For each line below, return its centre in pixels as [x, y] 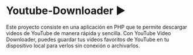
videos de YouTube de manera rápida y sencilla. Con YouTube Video [89, 33]
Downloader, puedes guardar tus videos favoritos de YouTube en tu [88, 39]
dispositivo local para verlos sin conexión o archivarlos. [73, 46]
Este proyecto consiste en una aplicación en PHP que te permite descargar [97, 27]
